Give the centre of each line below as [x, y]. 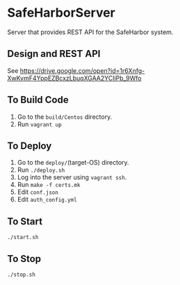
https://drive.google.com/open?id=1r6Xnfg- [82, 70]
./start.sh [23, 238]
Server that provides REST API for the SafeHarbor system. [90, 32]
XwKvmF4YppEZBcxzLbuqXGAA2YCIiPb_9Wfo [74, 78]
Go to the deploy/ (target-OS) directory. [73, 163]
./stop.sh [22, 275]
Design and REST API [54, 54]
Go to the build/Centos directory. [65, 117]
